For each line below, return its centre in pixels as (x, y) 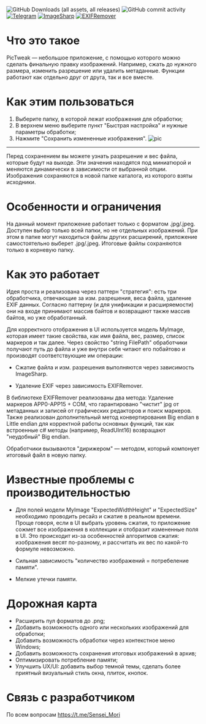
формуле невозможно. (45, 549)
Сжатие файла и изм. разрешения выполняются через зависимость (105, 367)
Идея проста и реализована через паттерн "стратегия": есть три (91, 292)
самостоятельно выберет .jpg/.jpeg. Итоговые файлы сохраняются (94, 243)
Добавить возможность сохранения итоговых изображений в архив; (106, 653)
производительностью (68, 492)
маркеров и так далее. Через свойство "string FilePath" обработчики (97, 342)
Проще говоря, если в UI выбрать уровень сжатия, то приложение (103, 522)
